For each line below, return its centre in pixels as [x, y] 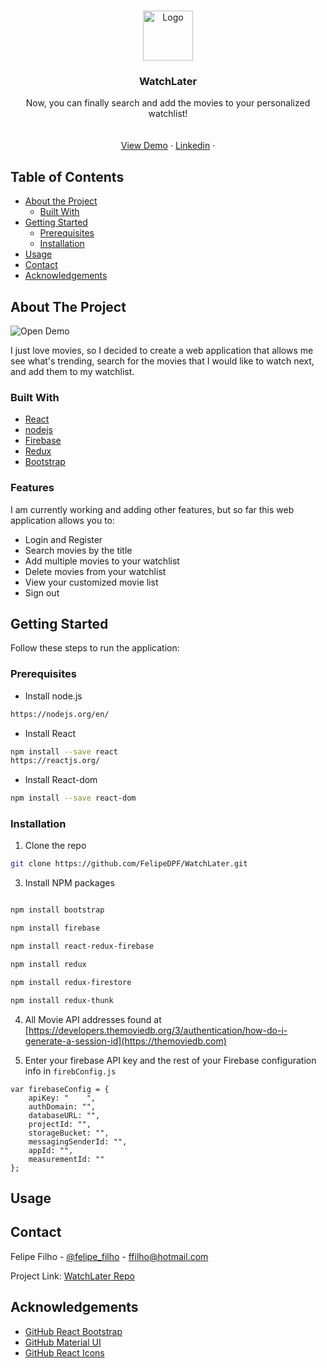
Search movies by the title [78, 550]
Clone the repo [55, 846]
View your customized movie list [91, 582]
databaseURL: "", [64, 1115]
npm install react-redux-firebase [82, 946]
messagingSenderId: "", [78, 1141]
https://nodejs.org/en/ [60, 714]
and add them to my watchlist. [72, 371]
